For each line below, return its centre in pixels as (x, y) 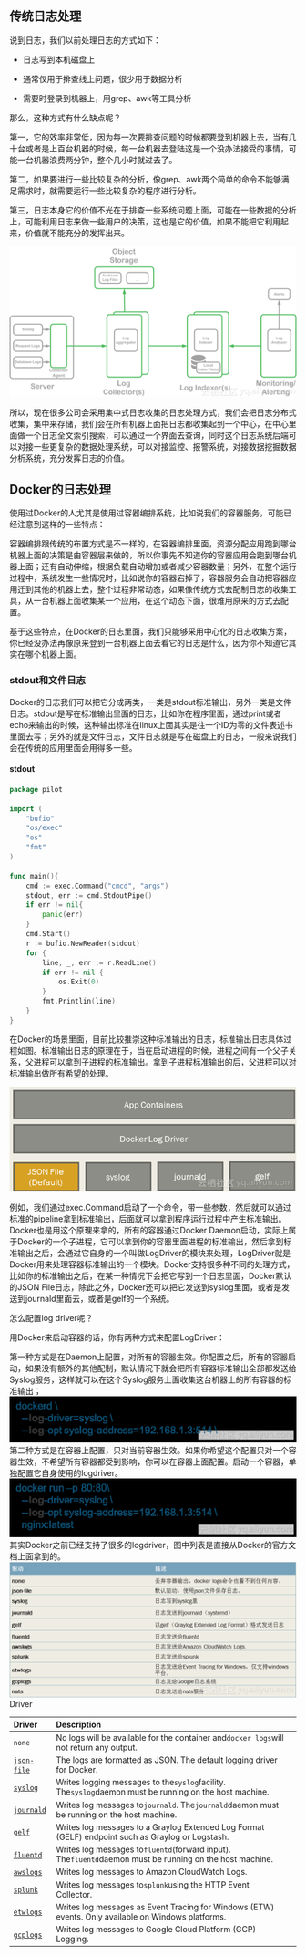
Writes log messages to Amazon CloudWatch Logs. (152, 1872)
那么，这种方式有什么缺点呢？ (65, 118)
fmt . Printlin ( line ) (79, 1002)
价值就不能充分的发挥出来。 (77, 233)
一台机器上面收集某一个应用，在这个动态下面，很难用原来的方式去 (157, 601)
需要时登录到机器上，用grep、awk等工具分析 (107, 98)
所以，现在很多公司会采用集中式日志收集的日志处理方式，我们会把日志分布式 (153, 412)
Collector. (74, 1894)
